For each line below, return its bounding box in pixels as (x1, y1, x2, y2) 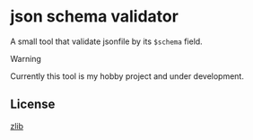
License (10, 97, 56, 112)
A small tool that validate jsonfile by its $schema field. (10, 36, 203, 47)
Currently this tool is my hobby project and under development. (10, 70, 245, 82)
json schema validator (10, 6, 179, 27)
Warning (10, 53, 41, 64)
